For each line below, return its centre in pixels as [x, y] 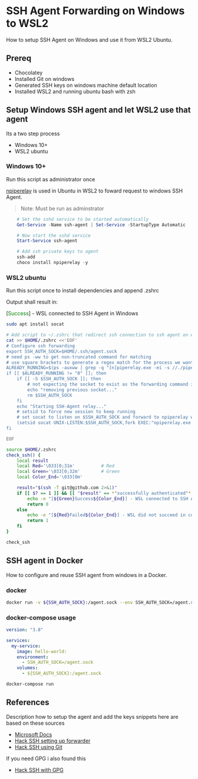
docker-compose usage [41, 617]
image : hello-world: [42, 651]
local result [33, 461]
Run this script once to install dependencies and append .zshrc [82, 291]
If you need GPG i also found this [46, 758]
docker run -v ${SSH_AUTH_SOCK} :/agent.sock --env [70, 602]
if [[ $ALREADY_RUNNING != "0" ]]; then [57, 373]
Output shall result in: [32, 302]
